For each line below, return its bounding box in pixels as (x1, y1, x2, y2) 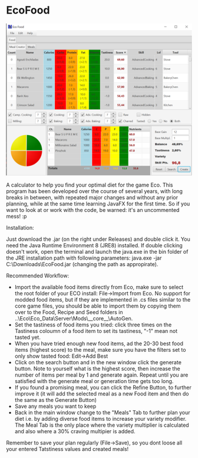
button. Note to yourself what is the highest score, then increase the (14, 365, 181, 372)
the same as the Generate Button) (14, 397, 97, 404)
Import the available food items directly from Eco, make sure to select (14, 284, 184, 291)
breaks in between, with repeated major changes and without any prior (6, 194, 179, 201)
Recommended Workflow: (6, 272, 70, 279)
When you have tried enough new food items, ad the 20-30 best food (14, 340, 184, 347)
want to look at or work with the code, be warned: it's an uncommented (6, 207, 180, 214)
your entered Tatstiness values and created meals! (6, 446, 129, 453)
